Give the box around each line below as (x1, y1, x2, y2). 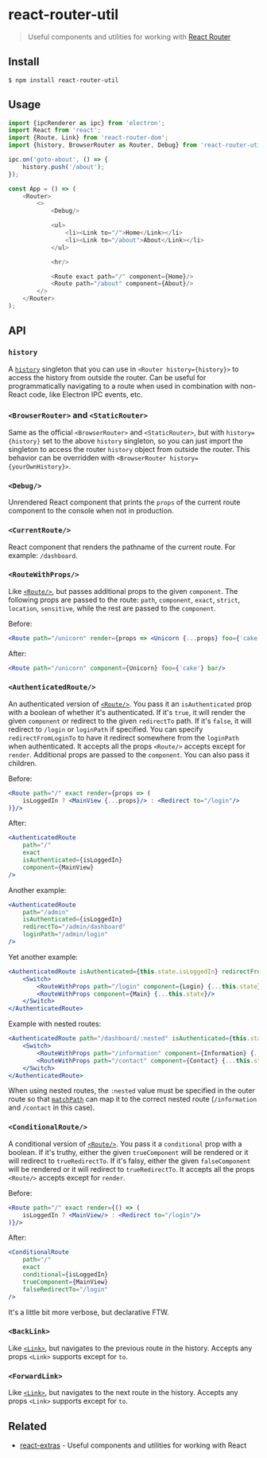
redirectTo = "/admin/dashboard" (22, 923, 126, 931)
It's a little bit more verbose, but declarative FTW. (8, 1307, 169, 1317)
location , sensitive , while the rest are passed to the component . (8, 603, 216, 613)
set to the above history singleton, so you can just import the (42, 436, 244, 446)
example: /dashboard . (8, 550, 78, 560)
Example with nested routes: (8, 1019, 102, 1029)
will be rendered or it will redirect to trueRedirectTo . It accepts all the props (8, 1164, 255, 1173)
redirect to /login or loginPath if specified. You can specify (8, 724, 203, 734)
